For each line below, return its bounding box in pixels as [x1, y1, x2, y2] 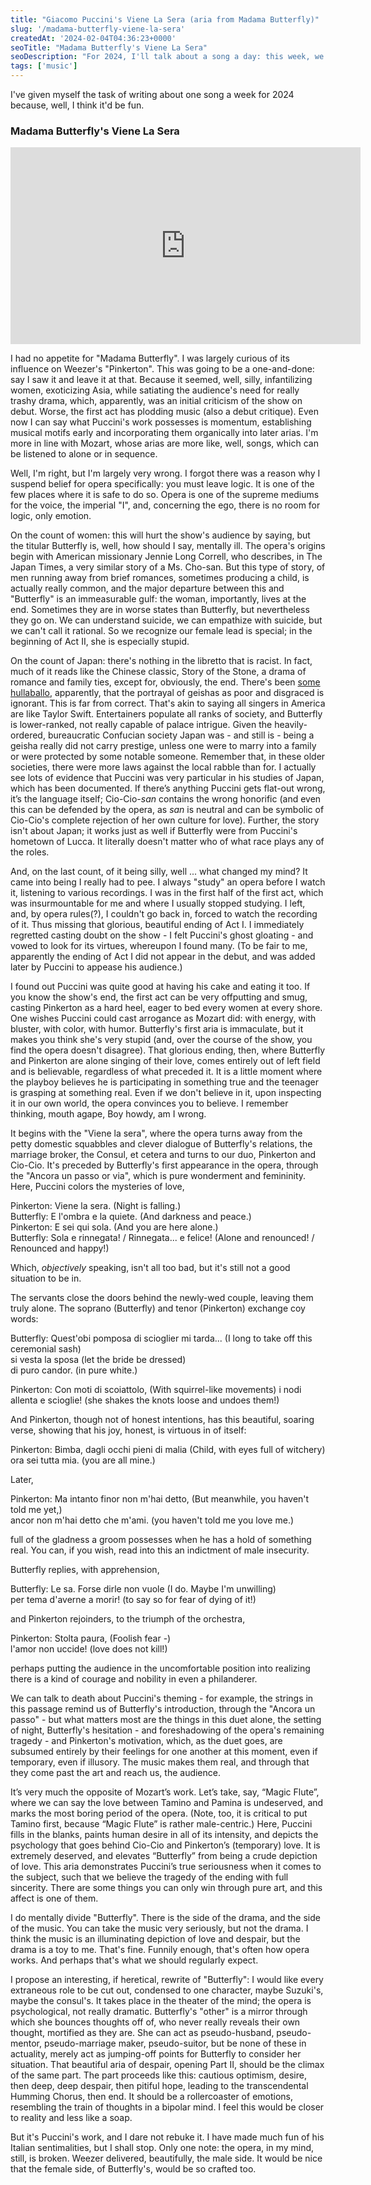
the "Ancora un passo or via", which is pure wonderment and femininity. [10, 1170, 307, 1182]
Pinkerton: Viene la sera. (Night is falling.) [10, 1200, 182, 1212]
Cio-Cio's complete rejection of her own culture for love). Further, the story [10, 814, 320, 826]
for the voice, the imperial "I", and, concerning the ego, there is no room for [10, 499, 321, 511]
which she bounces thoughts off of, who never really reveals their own [10, 2016, 301, 2028]
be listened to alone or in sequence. [10, 448, 158, 460]
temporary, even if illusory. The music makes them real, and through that [10, 1756, 310, 1768]
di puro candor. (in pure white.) [10, 1364, 138, 1376]
